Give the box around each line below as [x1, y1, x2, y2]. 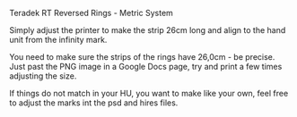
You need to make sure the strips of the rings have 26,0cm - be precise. [9, 52, 275, 62]
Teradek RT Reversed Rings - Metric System [9, 8, 173, 18]
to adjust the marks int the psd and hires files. [9, 97, 179, 108]
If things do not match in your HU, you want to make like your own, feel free [9, 88, 289, 98]
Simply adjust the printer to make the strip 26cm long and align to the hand [9, 25, 286, 35]
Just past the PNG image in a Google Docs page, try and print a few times [9, 62, 283, 71]
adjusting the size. [9, 71, 77, 81]
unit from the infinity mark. [9, 35, 108, 45]
